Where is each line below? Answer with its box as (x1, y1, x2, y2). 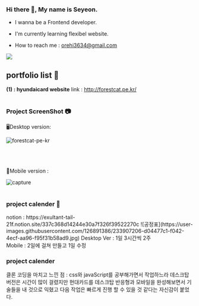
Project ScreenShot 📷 (6, 107, 71, 116)
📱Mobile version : (6, 167, 49, 174)
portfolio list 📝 (6, 70, 59, 80)
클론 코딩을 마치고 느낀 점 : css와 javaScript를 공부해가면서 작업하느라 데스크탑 (6, 271, 189, 278)
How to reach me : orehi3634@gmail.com (14, 42, 118, 49)
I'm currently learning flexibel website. (14, 30, 109, 37)
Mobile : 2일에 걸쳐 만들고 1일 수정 (6, 241, 87, 248)
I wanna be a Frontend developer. (14, 19, 97, 26)
